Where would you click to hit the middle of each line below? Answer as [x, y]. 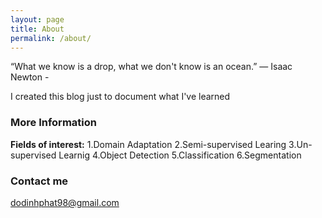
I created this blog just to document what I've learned [120, 97]
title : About [37, 29]
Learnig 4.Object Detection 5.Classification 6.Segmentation [180, 155]
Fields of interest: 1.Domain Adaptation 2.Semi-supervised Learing [148, 144]
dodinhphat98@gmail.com [65, 202]
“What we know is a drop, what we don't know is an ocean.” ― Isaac [151, 67]
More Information [53, 123]
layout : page [37, 19]
